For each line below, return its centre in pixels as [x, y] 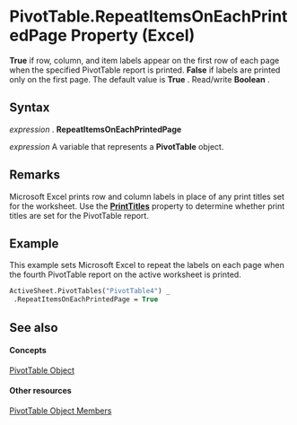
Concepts [28, 351]
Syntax [30, 108]
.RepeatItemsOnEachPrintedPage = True [86, 299]
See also [34, 328]
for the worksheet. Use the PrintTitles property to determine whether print [147, 206]
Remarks [35, 175]
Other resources [40, 391]
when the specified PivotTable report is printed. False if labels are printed [145, 70]
